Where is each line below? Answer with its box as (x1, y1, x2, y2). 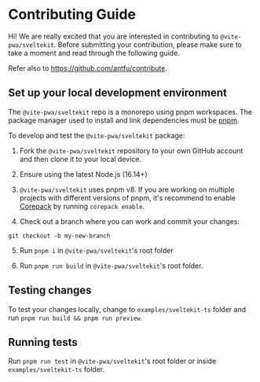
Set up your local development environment (8, 86, 228, 100)
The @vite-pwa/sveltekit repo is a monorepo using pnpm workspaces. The (8, 107, 253, 116)
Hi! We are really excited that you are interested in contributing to (8, 31, 218, 41)
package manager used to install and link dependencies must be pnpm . (8, 116, 240, 125)
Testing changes (8, 284, 92, 297)
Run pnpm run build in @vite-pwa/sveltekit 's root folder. (19, 261, 203, 270)
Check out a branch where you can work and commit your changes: (19, 216, 240, 226)
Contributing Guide (8, 6, 136, 24)
